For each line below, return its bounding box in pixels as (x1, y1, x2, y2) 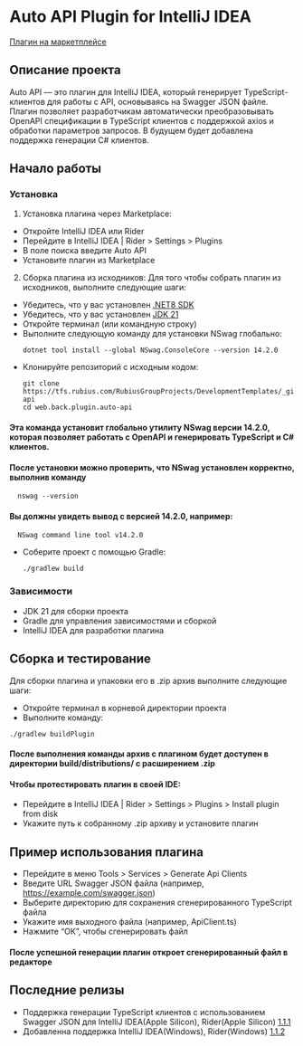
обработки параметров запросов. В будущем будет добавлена (9, 125, 253, 136)
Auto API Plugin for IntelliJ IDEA (9, 6, 251, 27)
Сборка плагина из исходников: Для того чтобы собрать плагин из (22, 272, 282, 283)
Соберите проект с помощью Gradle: (22, 547, 166, 557)
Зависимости (9, 585, 73, 598)
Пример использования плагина (9, 844, 204, 860)
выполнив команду (9, 471, 87, 482)
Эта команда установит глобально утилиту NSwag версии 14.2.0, (9, 423, 270, 433)
